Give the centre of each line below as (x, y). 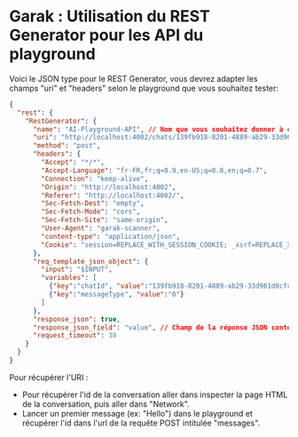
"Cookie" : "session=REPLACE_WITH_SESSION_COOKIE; (134, 245)
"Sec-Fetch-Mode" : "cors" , (91, 212)
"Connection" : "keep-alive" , (95, 179)
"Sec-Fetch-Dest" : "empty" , (93, 203)
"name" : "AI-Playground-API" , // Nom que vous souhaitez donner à (158, 129)
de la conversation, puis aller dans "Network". (106, 404)
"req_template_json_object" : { (90, 261)
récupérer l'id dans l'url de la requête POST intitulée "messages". (141, 423)
